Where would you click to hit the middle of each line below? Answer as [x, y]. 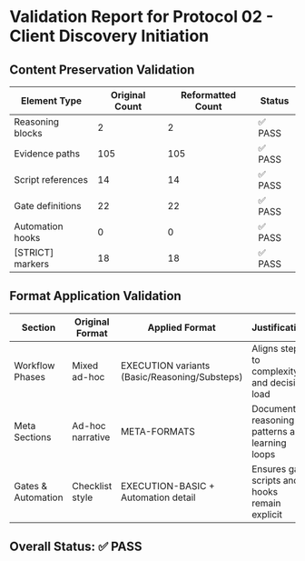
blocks [28, 133]
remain [266, 503]
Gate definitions [48, 206]
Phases [30, 376]
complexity [275, 371]
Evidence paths [47, 154]
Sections [33, 436]
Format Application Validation [95, 296]
